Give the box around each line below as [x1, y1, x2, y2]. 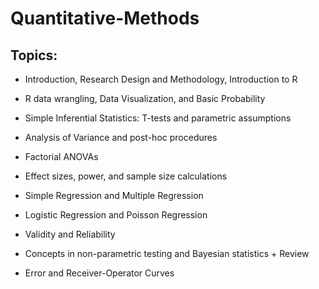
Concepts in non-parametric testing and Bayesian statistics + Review [24, 248, 310, 259]
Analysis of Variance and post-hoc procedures [24, 132, 218, 143]
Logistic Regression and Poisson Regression [24, 209, 208, 221]
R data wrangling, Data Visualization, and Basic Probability [24, 93, 266, 104]
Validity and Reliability [24, 228, 116, 240]
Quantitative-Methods [10, 7, 200, 30]
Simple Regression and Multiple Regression [24, 190, 204, 201]
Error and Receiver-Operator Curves [24, 267, 175, 279]
